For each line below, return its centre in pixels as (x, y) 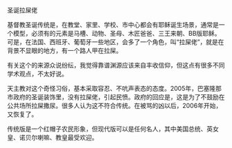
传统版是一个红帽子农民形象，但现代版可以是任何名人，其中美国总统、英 (110, 129)
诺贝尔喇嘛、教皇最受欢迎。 (58, 137)
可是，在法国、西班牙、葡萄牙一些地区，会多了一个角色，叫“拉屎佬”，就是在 (116, 42)
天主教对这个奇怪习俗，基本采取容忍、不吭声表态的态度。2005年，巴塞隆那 (115, 88)
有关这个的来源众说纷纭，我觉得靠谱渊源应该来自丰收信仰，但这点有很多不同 (116, 65)
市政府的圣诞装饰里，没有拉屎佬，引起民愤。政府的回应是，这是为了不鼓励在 (116, 97)
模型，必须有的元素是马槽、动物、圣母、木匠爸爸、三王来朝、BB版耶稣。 (117, 33)
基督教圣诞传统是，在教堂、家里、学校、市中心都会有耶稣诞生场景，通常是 (113, 25)
